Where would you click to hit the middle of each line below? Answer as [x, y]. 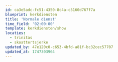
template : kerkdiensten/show [36, 28]
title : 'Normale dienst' [31, 19]
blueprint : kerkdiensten [31, 14]
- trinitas [21, 38]
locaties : [16, 33]
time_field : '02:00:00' [30, 24]
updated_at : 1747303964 [30, 51]
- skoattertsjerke [29, 42]
